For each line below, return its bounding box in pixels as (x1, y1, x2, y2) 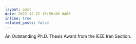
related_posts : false (5, 20, 49, 25)
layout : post (5, 7, 32, 12)
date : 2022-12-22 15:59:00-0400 (5, 11, 71, 16)
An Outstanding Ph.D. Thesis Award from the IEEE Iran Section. (5, 33, 132, 39)
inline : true (5, 16, 32, 21)
